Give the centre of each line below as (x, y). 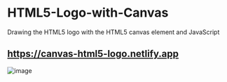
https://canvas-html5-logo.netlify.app (93, 54)
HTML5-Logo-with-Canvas (88, 13)
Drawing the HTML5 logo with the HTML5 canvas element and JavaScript (113, 32)
